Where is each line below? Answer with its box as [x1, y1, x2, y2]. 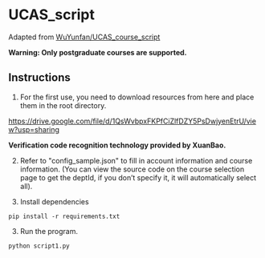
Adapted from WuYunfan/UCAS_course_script [8, 32, 161, 42]
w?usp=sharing [8, 124, 60, 134]
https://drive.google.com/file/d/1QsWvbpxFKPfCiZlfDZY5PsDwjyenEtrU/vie [8, 116, 257, 126]
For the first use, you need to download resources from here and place [19, 92, 255, 102]
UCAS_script [8, 6, 95, 24]
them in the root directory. [19, 100, 107, 110]
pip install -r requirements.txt [8, 212, 120, 220]
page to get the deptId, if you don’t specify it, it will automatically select [19, 172, 257, 182]
